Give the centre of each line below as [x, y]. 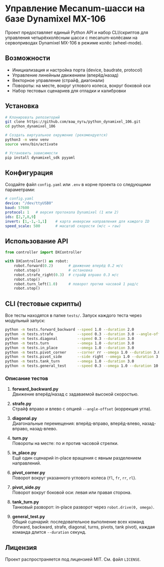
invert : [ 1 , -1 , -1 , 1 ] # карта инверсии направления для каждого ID [77, 221]
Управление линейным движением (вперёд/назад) [65, 75]
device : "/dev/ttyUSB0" [29, 203]
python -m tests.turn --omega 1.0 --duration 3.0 [70, 343]
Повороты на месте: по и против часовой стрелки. [65, 443]
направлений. [27, 463]
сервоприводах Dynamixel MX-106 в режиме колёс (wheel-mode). [74, 42]
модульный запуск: [25, 321]
